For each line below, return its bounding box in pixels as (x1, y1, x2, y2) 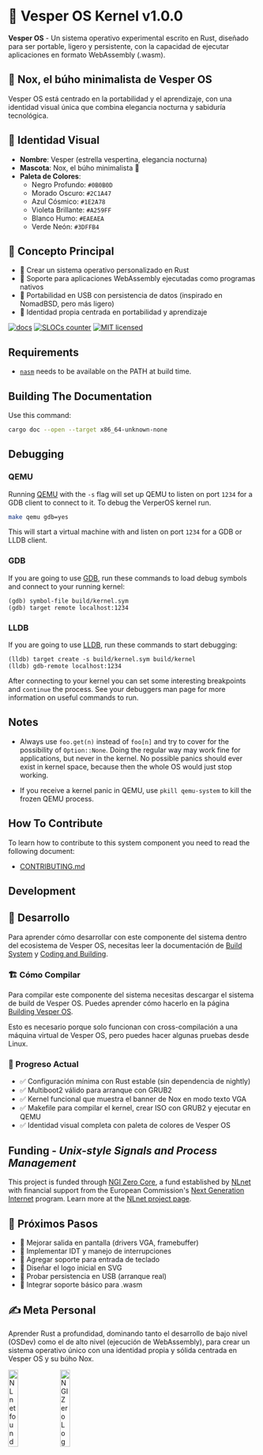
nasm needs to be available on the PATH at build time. (19, 367, 192, 376)
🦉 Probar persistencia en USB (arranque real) (19, 1272, 167, 1281)
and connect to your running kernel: (8, 581, 125, 591)
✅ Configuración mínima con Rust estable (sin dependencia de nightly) (19, 1077, 251, 1086)
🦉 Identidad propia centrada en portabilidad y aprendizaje (19, 307, 208, 317)
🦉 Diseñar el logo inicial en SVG (19, 1263, 122, 1273)
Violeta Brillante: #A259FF (31, 205, 112, 214)
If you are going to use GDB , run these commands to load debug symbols (8, 573, 247, 583)
